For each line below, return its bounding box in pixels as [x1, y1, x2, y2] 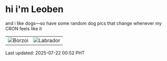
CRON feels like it [5, 25, 42, 31]
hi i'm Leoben [5, 4, 64, 15]
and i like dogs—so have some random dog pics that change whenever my [5, 20, 162, 26]
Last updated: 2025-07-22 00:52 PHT [5, 49, 85, 56]
